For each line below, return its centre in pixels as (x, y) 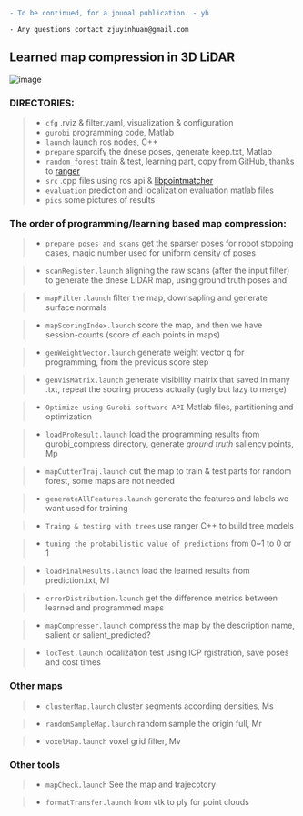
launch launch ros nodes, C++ (101, 142)
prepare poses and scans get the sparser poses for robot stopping (169, 243)
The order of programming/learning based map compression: (148, 223)
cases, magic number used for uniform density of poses (151, 253)
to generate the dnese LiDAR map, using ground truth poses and (166, 280)
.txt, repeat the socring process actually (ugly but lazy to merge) (166, 389)
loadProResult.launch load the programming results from (152, 434)
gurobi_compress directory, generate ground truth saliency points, (169, 444)
